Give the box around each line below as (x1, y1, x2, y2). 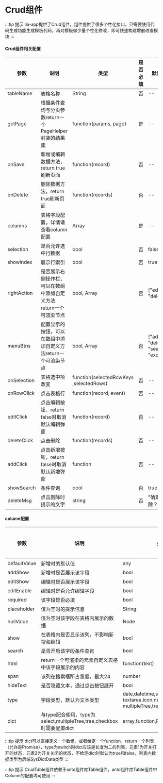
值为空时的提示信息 (41, 606, 85, 613)
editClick (7, 414, 28, 420)
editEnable (7, 587, 32, 594)
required (7, 597, 27, 603)
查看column (40, 226, 67, 233)
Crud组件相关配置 (5, 46, 41, 51)
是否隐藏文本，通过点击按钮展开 (41, 683, 114, 689)
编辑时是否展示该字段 (41, 579, 90, 585)
